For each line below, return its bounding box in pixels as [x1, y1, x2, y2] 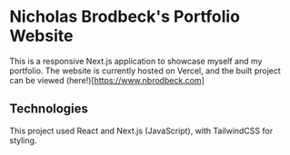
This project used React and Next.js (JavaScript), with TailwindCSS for [9, 125, 274, 136]
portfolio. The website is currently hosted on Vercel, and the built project [9, 65, 282, 76]
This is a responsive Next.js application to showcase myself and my [9, 55, 263, 66]
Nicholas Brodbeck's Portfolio [9, 6, 241, 27]
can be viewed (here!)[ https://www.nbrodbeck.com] [9, 74, 205, 85]
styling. [9, 134, 37, 146]
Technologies [9, 102, 89, 117]
